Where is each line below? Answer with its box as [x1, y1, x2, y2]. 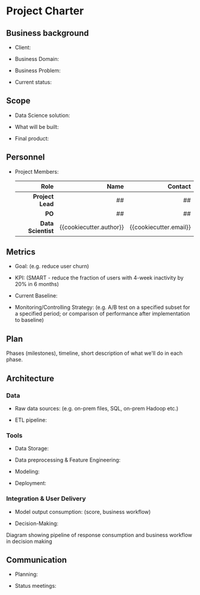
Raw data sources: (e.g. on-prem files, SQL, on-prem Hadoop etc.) [14, 404, 179, 412]
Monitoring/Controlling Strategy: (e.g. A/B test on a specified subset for [14, 303, 190, 311]
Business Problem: [14, 67, 61, 74]
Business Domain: [14, 56, 60, 62]
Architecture [6, 373, 55, 384]
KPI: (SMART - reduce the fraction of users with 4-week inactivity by [14, 274, 184, 281]
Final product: [14, 134, 49, 142]
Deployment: [14, 480, 46, 487]
